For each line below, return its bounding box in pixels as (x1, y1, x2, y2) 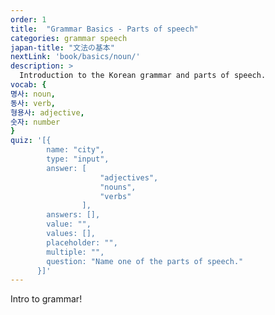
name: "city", (46, 145, 105, 155)
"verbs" (99, 191, 132, 201)
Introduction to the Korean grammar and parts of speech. (19, 71, 267, 81)
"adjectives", (99, 172, 159, 183)
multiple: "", (46, 247, 105, 257)
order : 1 (10, 14, 47, 25)
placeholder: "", (46, 237, 118, 248)
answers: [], (46, 210, 101, 220)
